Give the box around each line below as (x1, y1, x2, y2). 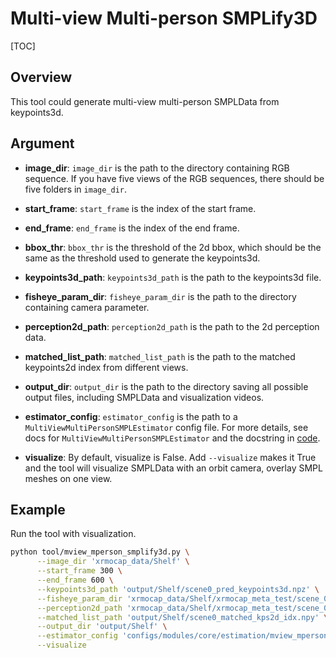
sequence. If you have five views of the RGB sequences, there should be (24, 172, 325, 184)
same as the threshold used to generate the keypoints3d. (24, 252, 261, 264)
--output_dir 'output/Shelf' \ (36, 622, 168, 632)
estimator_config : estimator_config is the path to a (24, 410, 238, 422)
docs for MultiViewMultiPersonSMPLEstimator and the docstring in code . (24, 432, 321, 444)
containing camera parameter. (24, 301, 150, 313)
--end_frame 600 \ (36, 575, 114, 585)
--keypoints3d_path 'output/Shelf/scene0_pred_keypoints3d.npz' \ (36, 584, 320, 594)
